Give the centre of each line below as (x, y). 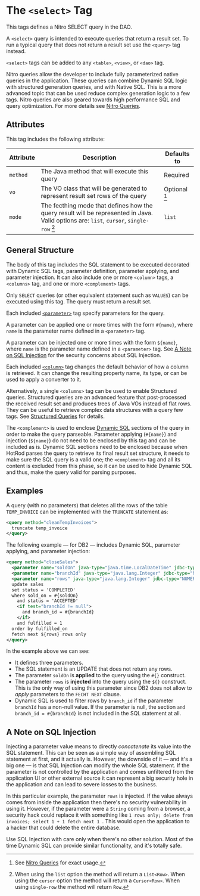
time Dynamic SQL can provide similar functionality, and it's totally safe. (94, 846)
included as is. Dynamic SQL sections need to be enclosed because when (97, 447)
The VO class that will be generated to (94, 188)
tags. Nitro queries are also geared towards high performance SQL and (93, 100)
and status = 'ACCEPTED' (48, 601)
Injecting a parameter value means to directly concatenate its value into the (99, 746)
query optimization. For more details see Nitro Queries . (74, 106)
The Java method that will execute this (95, 171)
